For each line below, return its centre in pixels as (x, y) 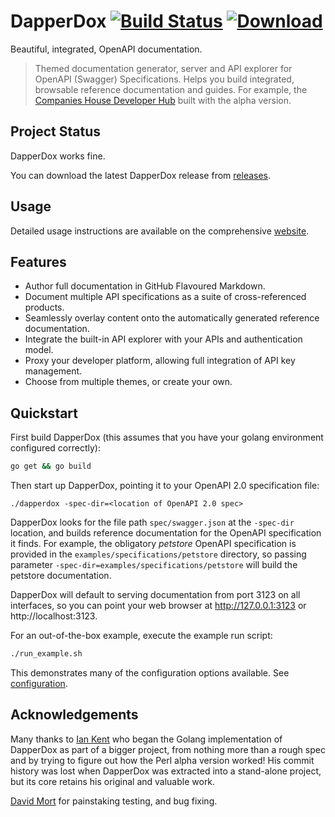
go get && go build (51, 466)
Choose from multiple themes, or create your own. (128, 382)
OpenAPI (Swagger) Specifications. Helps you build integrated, (164, 79)
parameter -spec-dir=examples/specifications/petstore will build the (154, 565)
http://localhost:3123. (54, 616)
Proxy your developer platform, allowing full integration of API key (160, 361)
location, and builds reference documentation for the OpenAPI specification (166, 533)
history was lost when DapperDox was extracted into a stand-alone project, (166, 771)
